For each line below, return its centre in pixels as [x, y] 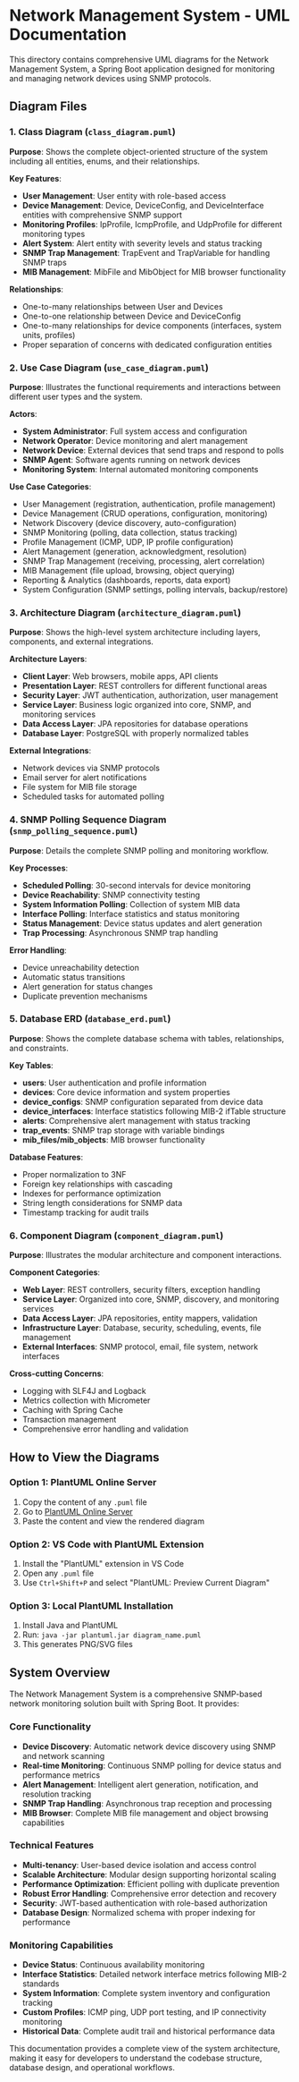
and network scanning [63, 1755]
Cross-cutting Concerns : [57, 1373]
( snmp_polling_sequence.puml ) [74, 831]
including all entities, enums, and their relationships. [105, 161]
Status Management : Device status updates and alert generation [142, 923]
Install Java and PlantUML [70, 1626]
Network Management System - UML [149, 16]
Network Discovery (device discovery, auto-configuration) [129, 523]
